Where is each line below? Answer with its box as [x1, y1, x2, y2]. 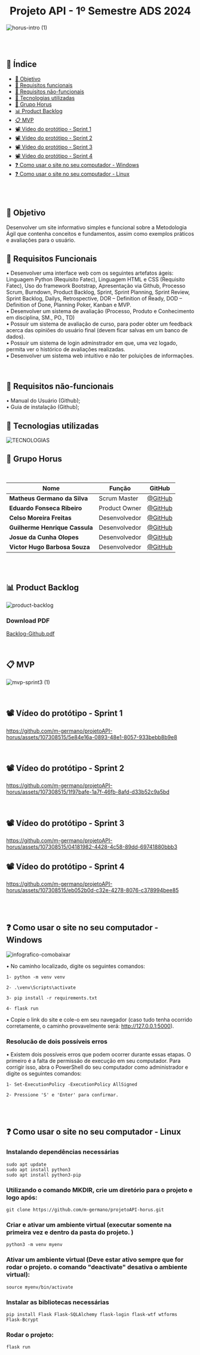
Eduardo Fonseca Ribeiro [9, 504, 82, 512]
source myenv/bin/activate [6, 1284, 73, 1290]
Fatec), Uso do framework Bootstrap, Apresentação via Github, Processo [6, 282, 186, 290]
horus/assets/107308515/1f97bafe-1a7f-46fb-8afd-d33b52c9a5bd [6, 788, 170, 795]
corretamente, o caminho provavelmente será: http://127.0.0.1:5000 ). [6, 1022, 174, 1029]
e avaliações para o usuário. [6, 236, 76, 244]
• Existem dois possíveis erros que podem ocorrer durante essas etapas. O [6, 1051, 191, 1058]
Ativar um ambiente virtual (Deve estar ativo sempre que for [6, 1256, 184, 1264]
